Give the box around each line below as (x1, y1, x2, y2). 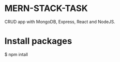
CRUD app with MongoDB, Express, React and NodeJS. (4, 19, 116, 25)
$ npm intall (4, 51, 28, 57)
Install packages (4, 36, 72, 47)
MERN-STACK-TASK (4, 3, 88, 14)
